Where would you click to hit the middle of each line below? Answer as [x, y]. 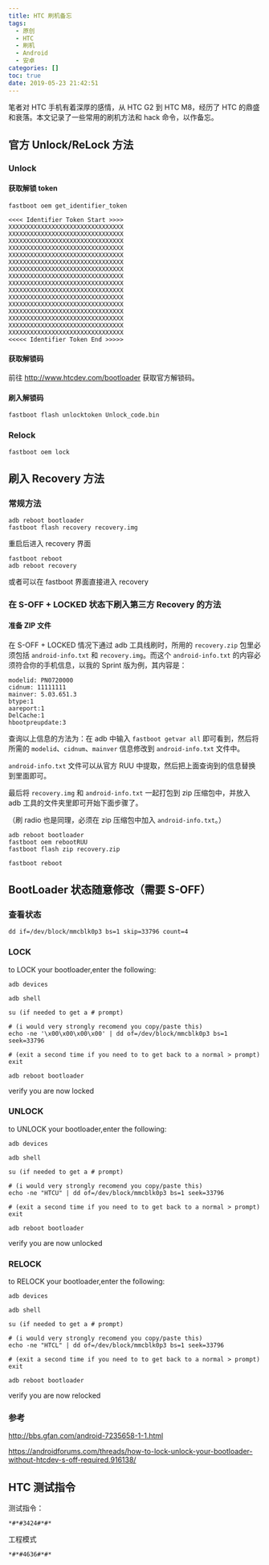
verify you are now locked [51, 1091]
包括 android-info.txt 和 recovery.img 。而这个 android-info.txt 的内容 [134, 655]
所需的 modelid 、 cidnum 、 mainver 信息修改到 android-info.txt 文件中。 [126, 748]
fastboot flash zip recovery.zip [64, 849]
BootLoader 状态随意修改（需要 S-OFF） [110, 889]
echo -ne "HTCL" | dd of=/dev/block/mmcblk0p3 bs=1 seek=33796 [116, 1345]
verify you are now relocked [55, 1395]
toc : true [25, 76]
